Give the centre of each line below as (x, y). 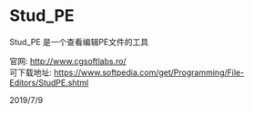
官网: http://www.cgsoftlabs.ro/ (68, 61)
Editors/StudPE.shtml (49, 82)
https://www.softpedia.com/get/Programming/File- (149, 72)
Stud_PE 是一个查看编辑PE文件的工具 (79, 42)
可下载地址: (31, 72)
